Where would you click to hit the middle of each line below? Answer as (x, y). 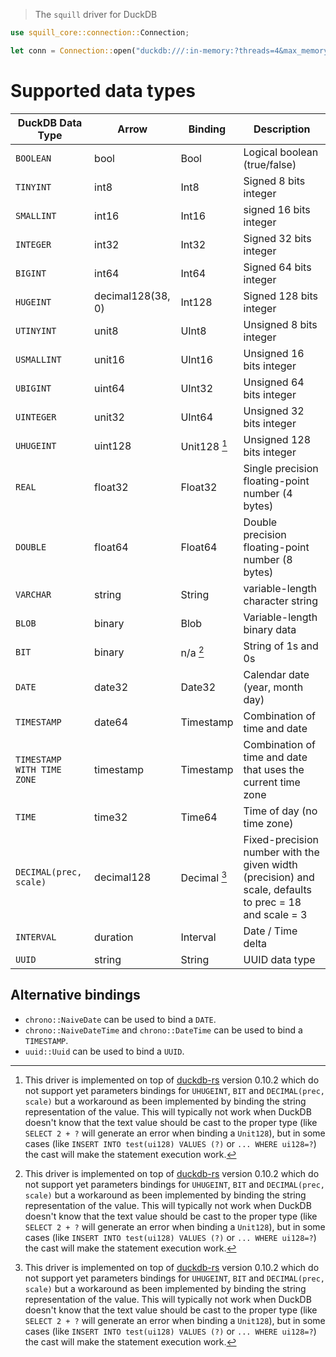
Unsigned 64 (274, 382)
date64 (111, 722)
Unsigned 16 (274, 353)
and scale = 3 (275, 914)
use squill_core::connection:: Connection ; (100, 33)
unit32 (109, 417)
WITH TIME (38, 769)
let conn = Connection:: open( (73, 50)
